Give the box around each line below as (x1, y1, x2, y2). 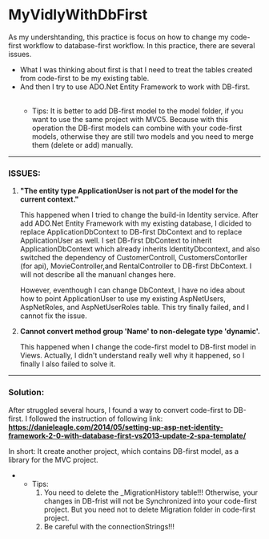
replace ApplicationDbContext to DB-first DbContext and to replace (19, 227, 243, 237)
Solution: (8, 387, 45, 398)
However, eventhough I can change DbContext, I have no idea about (19, 285, 246, 295)
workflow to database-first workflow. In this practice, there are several (22, 40, 255, 50)
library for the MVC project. (8, 455, 98, 464)
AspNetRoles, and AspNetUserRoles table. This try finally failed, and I (19, 303, 250, 312)
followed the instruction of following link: (29, 414, 163, 423)
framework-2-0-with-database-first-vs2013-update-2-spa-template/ (8, 431, 247, 440)
